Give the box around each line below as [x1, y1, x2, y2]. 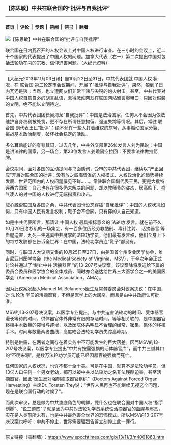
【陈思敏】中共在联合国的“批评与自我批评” [5, 4, 110, 11]
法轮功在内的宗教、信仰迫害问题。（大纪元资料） [9, 60, 110, 66]
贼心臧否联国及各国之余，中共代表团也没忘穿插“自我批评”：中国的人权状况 [5, 202, 161, 208]
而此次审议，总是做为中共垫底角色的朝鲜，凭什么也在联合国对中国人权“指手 [5, 399, 164, 405]
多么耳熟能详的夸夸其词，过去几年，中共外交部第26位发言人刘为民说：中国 [5, 142, 163, 148]
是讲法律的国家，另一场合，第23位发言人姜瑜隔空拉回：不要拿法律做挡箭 [5, 148, 158, 154]
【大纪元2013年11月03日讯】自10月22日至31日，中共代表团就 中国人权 [5, 75, 152, 81]
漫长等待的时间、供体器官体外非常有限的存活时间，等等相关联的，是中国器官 [5, 315, 166, 321]
